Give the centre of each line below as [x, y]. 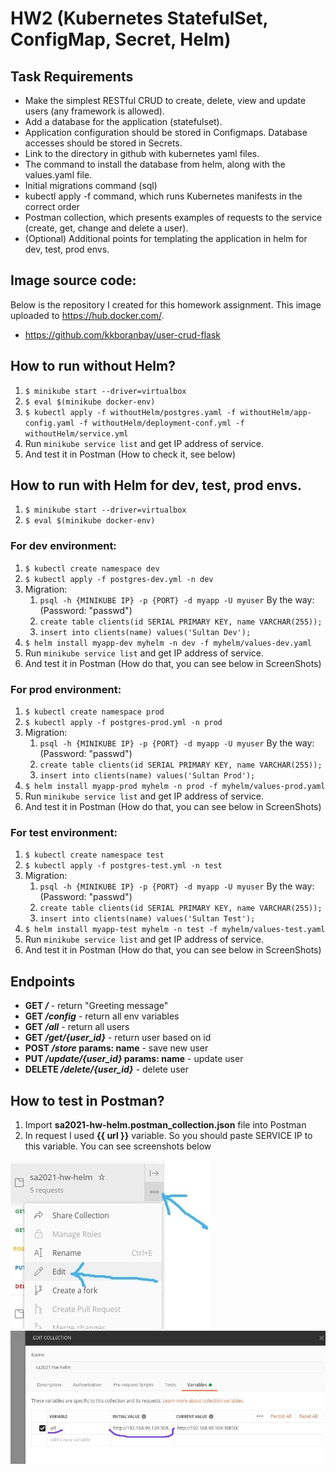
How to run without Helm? [93, 366]
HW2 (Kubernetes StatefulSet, [139, 18]
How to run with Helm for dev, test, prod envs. [156, 485]
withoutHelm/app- [275, 412]
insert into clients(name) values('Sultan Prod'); [147, 776]
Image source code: [73, 280]
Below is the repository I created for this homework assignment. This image [166, 304]
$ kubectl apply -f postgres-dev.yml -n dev [119, 579]
